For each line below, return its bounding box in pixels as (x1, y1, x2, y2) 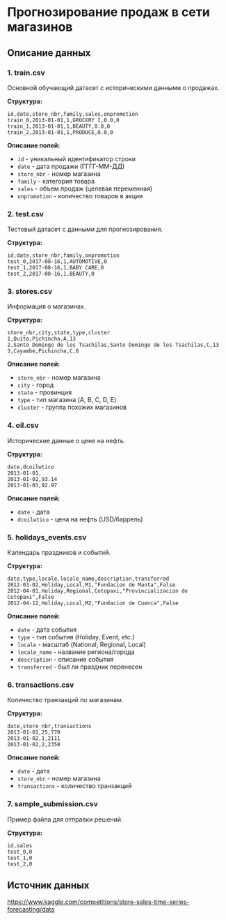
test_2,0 (7, 860, 33, 868)
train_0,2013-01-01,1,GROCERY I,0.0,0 (7, 117, 120, 124)
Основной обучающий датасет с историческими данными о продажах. (7, 83, 220, 91)
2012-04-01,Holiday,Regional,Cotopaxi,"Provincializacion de (7, 588, 188, 595)
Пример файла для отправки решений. (7, 815, 123, 824)
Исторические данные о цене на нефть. (7, 436, 126, 445)
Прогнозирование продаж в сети (7, 4, 210, 20)
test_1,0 (7, 854, 33, 861)
